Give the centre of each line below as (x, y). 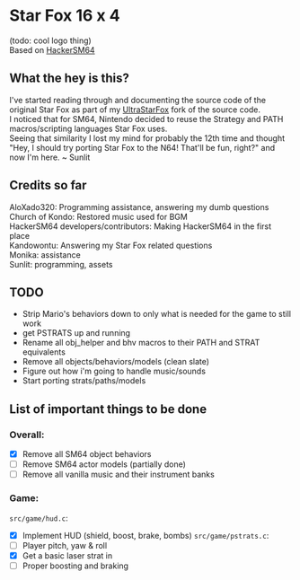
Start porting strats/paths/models (84, 381)
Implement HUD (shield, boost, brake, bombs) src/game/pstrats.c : (146, 535)
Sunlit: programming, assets (61, 264)
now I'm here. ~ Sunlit (50, 157)
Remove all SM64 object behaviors (87, 454)
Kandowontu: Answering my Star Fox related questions (111, 245)
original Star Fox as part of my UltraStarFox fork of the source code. (135, 110)
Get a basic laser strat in (67, 555)
